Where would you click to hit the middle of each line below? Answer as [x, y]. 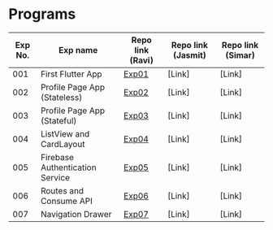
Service [55, 177]
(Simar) [240, 55]
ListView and [65, 133]
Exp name [78, 50]
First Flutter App [71, 74]
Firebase [57, 157]
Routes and [62, 190]
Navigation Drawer [76, 214]
